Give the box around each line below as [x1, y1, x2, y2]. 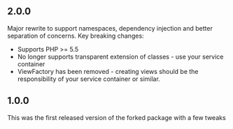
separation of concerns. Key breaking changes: [7, 31, 145, 40]
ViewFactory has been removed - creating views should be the [17, 67, 199, 75]
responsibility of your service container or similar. [17, 75, 161, 83]
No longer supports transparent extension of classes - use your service [17, 52, 224, 61]
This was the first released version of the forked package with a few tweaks [7, 113, 226, 121]
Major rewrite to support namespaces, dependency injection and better [7, 24, 213, 32]
